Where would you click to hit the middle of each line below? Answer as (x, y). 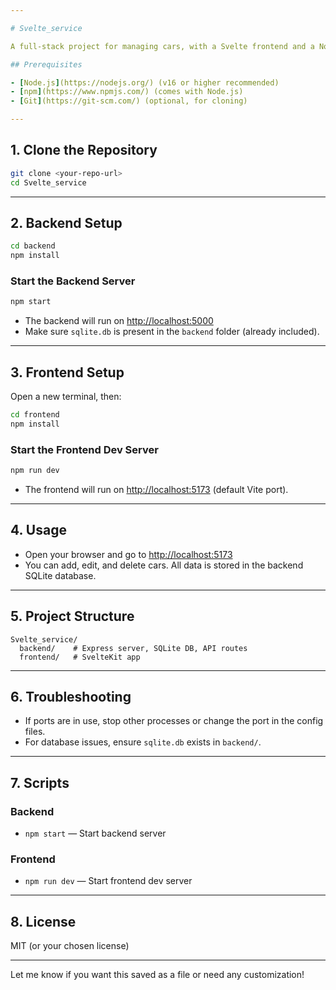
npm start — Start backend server (95, 833)
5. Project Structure (72, 616)
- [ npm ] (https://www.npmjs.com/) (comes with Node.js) (127, 92)
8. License (43, 921)
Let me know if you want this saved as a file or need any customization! (157, 975)
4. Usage (38, 530)
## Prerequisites (46, 64)
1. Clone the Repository (84, 150)
